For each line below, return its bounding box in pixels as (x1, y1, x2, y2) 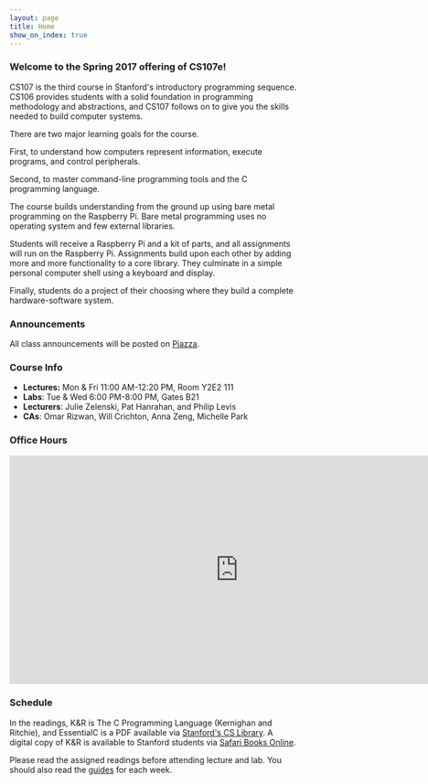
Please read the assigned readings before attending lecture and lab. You (9, 754, 282, 765)
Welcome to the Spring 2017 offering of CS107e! (9, 60, 227, 73)
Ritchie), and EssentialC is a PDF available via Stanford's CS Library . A (9, 726, 273, 737)
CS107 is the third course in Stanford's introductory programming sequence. (9, 81, 297, 92)
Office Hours (9, 434, 69, 446)
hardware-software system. (9, 295, 114, 306)
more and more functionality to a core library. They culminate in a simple (9, 257, 283, 268)
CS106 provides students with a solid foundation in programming (9, 91, 253, 102)
